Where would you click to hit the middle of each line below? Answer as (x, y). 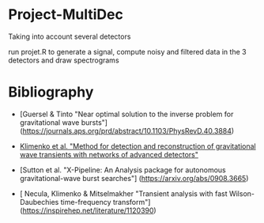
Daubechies (39, 202)
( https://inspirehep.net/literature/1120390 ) (88, 210)
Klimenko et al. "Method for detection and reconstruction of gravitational (138, 146)
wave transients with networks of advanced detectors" (109, 154)
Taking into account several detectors (70, 36)
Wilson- (242, 193)
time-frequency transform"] (106, 202)
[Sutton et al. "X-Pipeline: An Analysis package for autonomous (123, 170)
